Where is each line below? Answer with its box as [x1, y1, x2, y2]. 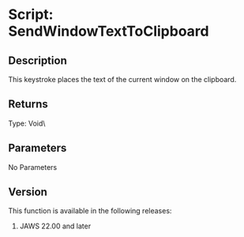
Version [8, 186, 47, 199]
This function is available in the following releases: [8, 206, 172, 216]
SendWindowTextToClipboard [8, 22, 209, 40]
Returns [8, 97, 49, 111]
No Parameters [8, 162, 58, 171]
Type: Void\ [8, 118, 46, 128]
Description [8, 54, 67, 67]
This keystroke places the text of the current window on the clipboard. [8, 75, 237, 84]
